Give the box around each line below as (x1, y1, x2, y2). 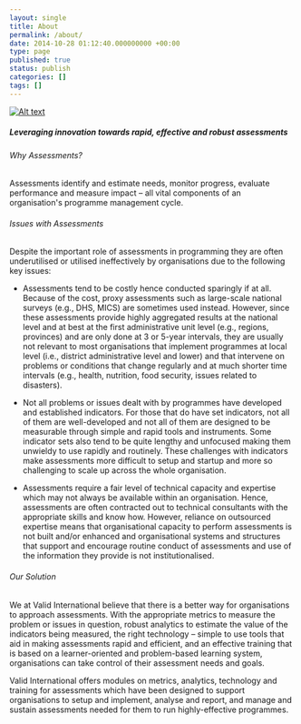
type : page (9, 47, 51, 56)
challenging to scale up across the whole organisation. (22, 465, 227, 476)
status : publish (9, 65, 71, 74)
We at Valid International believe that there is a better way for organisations (9, 599, 290, 610)
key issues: (9, 266, 52, 277)
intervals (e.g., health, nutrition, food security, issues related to (22, 370, 257, 381)
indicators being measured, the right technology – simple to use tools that (9, 628, 285, 639)
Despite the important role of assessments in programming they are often (9, 246, 284, 257)
